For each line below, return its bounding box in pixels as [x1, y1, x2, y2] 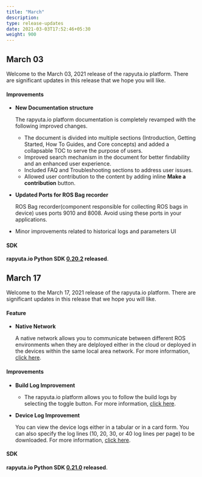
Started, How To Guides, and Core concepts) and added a [24, 141, 170, 148]
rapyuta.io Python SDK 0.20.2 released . [6, 255, 109, 262]
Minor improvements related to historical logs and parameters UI [15, 228, 177, 235]
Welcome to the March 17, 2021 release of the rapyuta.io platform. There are [6, 289, 196, 296]
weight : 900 [6, 32, 36, 38]
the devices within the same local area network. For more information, [15, 347, 190, 355]
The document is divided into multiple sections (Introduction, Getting [24, 134, 196, 142]
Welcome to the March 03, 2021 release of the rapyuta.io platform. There [6, 70, 189, 77]
